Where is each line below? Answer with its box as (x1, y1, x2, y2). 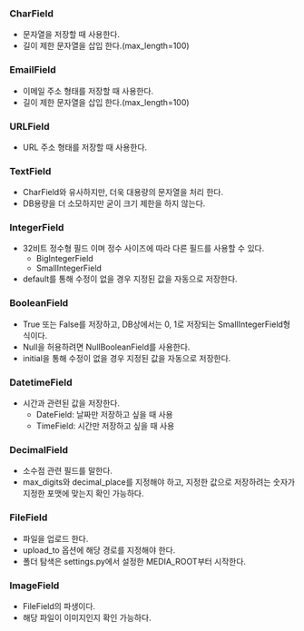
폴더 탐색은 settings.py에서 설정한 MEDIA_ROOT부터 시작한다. (22, 556, 247, 567)
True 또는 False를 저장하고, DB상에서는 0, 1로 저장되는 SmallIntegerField (22, 319, 284, 330)
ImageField (9, 579, 60, 592)
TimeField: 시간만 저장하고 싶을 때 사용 (35, 420, 175, 431)
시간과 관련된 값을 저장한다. (22, 398, 121, 409)
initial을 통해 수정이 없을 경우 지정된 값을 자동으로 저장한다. (22, 352, 231, 363)
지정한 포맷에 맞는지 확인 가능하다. (22, 488, 144, 499)
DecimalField (9, 444, 69, 456)
